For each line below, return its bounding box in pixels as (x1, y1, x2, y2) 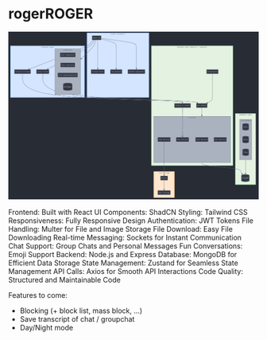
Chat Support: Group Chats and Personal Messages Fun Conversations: (8, 241, 243, 251)
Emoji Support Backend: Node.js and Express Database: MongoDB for (8, 250, 238, 260)
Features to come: (8, 291, 68, 300)
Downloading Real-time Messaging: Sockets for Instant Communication (8, 233, 242, 243)
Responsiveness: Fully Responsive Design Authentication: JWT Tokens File (8, 216, 254, 225)
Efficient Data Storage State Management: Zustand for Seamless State (8, 258, 238, 268)
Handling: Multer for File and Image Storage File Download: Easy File (8, 225, 233, 234)
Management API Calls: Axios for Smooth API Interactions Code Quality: (8, 267, 244, 276)
